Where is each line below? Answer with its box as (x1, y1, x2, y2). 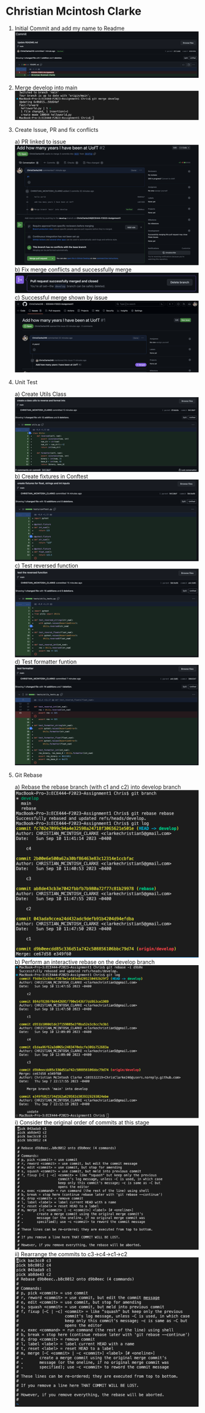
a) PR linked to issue (14, 138, 67, 145)
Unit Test (14, 379, 38, 386)
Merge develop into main (14, 84, 78, 91)
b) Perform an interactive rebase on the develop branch (14, 958, 155, 966)
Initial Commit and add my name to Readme (14, 25, 125, 32)
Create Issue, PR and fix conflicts (14, 126, 99, 134)
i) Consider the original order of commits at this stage (14, 1119, 150, 1126)
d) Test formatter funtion (14, 658, 77, 665)
